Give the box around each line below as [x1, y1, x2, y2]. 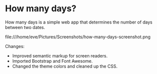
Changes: [5, 43, 25, 49]
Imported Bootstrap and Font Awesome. [12, 58, 93, 64]
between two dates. [5, 24, 46, 30]
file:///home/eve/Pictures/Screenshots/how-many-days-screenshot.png [5, 34, 151, 40]
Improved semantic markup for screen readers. [12, 52, 108, 59]
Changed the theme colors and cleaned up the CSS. [12, 63, 118, 69]
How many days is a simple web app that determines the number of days [5, 19, 153, 25]
